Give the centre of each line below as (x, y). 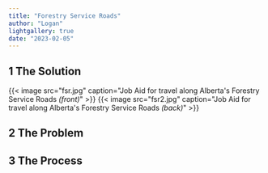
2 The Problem (46, 133)
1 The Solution (45, 71)
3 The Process (46, 160)
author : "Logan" (36, 23)
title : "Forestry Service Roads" (65, 16)
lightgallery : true (41, 31)
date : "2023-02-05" (41, 38)
